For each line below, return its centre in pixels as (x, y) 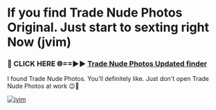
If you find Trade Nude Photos (95, 13)
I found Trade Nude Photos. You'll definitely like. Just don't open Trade (108, 79)
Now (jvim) (39, 42)
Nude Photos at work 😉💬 (43, 86)
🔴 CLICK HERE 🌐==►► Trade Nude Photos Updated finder (107, 64)
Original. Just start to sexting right (108, 27)
